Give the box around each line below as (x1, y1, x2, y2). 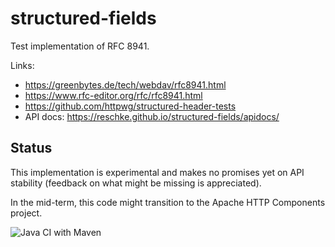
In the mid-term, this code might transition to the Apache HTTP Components (10, 196, 326, 208)
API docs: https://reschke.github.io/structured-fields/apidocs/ (24, 110, 280, 122)
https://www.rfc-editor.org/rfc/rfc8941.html (24, 89, 203, 101)
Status (10, 140, 53, 157)
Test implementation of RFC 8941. (10, 40, 150, 52)
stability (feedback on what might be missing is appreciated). (10, 177, 262, 189)
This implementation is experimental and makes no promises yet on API (10, 166, 305, 178)
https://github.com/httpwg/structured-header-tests (24, 100, 237, 112)
